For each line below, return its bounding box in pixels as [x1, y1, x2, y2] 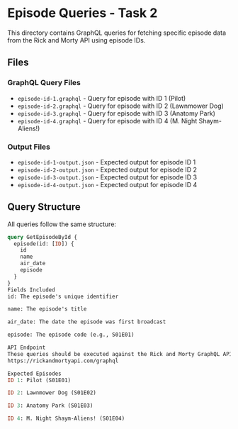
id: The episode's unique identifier [7, 293, 119, 300]
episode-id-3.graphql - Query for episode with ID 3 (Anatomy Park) [17, 108, 216, 118]
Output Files [7, 142, 51, 152]
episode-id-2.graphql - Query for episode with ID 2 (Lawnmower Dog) [17, 101, 225, 110]
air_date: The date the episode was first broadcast [7, 318, 166, 325]
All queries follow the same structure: [7, 220, 117, 228]
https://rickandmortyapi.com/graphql [7, 357, 119, 364]
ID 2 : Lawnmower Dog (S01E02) [7, 389, 97, 396]
